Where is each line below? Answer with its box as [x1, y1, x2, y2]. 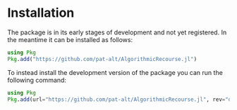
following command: [7, 76, 67, 84]
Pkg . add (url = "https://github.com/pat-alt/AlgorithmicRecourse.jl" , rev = [7, 96, 226, 103]
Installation [7, 5, 75, 21]
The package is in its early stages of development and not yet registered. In [7, 28, 227, 36]
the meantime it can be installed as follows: [7, 35, 133, 43]
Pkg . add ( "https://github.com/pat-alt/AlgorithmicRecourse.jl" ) [7, 55, 197, 62]
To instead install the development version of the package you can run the [7, 68, 224, 76]
